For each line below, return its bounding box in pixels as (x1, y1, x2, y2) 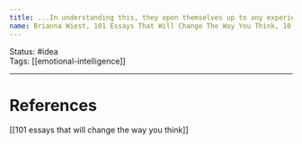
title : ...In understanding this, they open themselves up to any (9, 13, 263, 22)
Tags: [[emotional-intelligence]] (9, 55, 126, 66)
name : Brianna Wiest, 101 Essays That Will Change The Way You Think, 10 (9, 21, 292, 30)
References (9, 95, 97, 115)
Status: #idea (9, 46, 58, 56)
